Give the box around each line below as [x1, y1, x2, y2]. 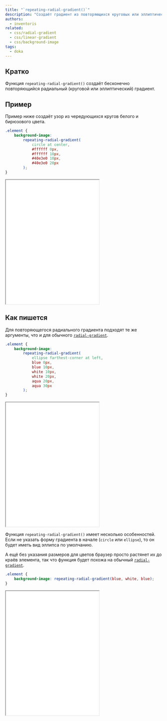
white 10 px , [31, 369, 57, 374]
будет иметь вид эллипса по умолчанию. [5, 542, 93, 548]
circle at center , [31, 142, 70, 147]
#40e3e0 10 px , [31, 156, 61, 161]
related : [5, 26, 23, 31]
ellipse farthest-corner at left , [31, 356, 103, 360]
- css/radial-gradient [9, 30, 57, 35]
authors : [5, 16, 23, 21]
